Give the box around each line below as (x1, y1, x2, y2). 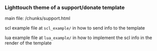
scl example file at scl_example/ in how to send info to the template (5, 25, 145, 31)
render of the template (5, 40, 52, 46)
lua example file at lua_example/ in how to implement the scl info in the (5, 34, 152, 41)
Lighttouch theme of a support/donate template (5, 4, 125, 11)
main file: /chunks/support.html (5, 15, 71, 21)
